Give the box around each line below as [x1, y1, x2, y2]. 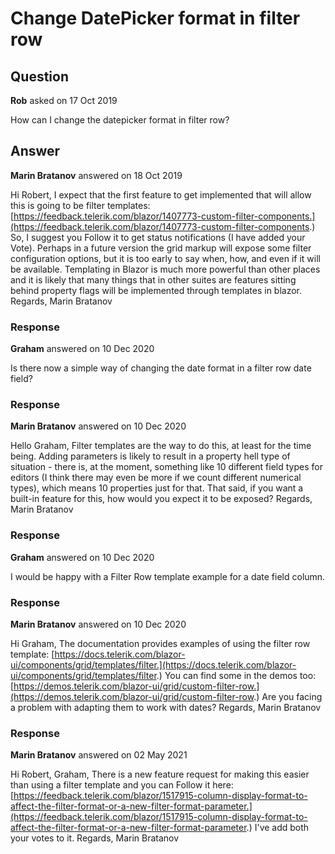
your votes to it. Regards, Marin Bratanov [10, 832, 180, 844]
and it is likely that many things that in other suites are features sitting [10, 273, 297, 286]
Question [10, 68, 69, 85]
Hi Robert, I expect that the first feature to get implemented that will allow [10, 188, 312, 201]
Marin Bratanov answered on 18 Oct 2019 [10, 169, 183, 181]
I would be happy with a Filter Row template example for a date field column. [10, 570, 326, 582]
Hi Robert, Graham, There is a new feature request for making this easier [10, 768, 310, 781]
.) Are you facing [253, 691, 323, 702]
